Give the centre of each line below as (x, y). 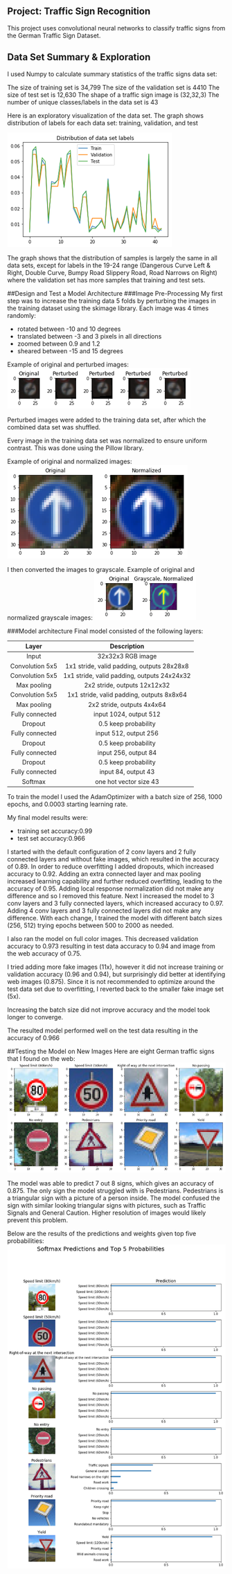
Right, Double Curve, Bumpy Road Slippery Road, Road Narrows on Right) (113, 272)
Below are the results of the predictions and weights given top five (102, 1233)
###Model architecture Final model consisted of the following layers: (105, 631)
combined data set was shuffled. (54, 427)
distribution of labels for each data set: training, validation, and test (103, 123)
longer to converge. (35, 1017)
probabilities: (26, 1241)
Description (127, 646)
